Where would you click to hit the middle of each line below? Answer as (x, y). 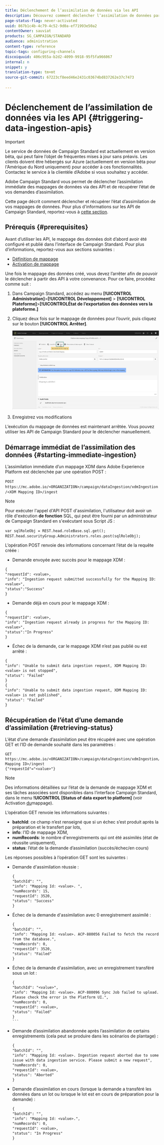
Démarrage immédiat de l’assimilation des (70, 447)
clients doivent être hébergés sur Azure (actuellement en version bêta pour (81, 161)
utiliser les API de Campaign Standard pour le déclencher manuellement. (78, 432)
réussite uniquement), (34, 843)
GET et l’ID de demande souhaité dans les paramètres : (61, 744)
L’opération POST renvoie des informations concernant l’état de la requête (79, 545)
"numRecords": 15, (31, 891)
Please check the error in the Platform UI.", (60, 997)
